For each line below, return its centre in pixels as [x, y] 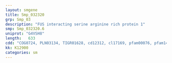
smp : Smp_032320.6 [25, 29]
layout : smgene [21, 10]
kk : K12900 [17, 48]
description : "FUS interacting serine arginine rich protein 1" [75, 24]
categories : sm [21, 52]
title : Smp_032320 [25, 15]
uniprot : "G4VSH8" [25, 34]
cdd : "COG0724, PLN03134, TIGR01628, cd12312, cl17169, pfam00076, [79, 43]
